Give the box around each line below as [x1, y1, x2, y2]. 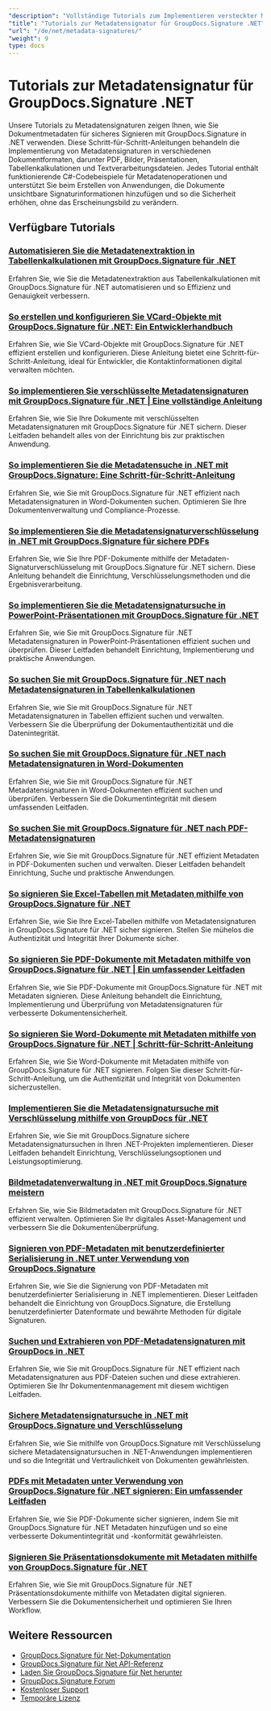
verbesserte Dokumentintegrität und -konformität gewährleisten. [8, 1531, 223, 1541]
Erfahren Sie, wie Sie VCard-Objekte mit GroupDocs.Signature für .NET [8, 340, 244, 349]
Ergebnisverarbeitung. [8, 579, 83, 589]
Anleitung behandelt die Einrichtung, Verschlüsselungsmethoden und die [8, 571, 251, 580]
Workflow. [8, 1605, 42, 1615]
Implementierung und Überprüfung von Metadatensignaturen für [8, 999, 223, 1009]
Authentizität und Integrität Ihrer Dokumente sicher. [8, 934, 179, 943]
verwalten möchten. [8, 365, 75, 375]
